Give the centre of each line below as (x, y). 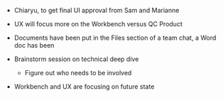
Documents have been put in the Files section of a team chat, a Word (115, 38)
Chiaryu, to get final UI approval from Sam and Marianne (97, 10)
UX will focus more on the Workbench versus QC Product (98, 24)
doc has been (34, 45)
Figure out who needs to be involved (78, 73)
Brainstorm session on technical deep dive (76, 59)
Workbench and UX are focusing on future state (84, 87)
